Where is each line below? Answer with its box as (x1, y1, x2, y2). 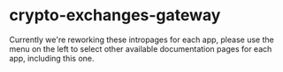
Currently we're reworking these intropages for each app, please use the (9, 34, 274, 45)
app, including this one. (9, 53, 95, 63)
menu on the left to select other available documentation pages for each (9, 43, 272, 54)
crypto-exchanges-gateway (9, 5, 221, 25)
